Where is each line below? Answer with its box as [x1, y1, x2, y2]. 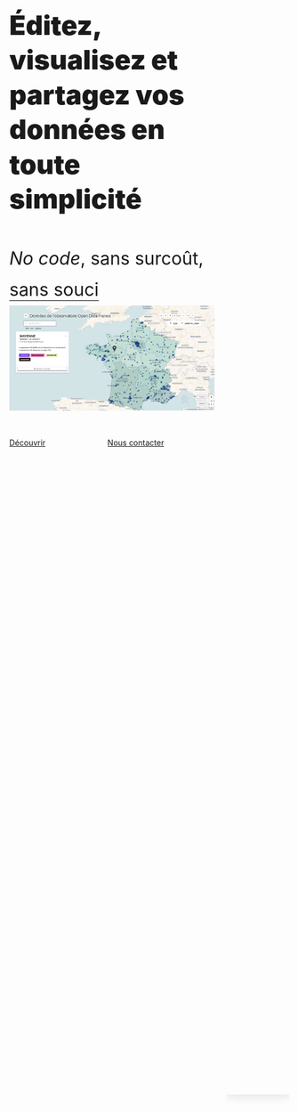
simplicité [9, 182, 142, 215]
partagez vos [9, 77, 185, 111]
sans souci [9, 279, 100, 301]
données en [9, 112, 165, 147]
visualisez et [9, 43, 179, 77]
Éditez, [9, 8, 101, 42]
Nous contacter [107, 437, 165, 448]
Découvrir [9, 437, 46, 448]
